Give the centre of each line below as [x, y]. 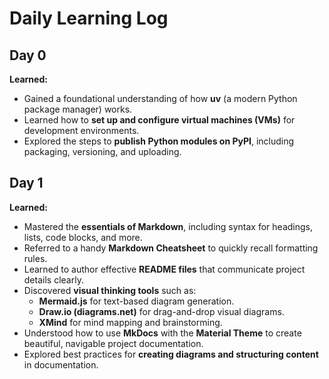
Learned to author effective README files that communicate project [164, 269]
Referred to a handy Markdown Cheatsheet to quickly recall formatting [171, 248]
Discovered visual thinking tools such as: [110, 290]
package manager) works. [78, 109]
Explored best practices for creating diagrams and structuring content [171, 354]
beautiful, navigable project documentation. [113, 343]
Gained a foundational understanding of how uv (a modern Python [160, 98]
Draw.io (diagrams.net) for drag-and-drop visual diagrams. [161, 311]
